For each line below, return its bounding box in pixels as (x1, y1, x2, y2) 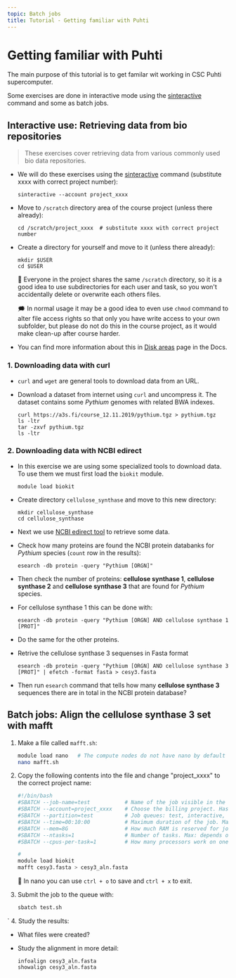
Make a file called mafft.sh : (17, 738, 98, 747)
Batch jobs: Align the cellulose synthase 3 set (7, 709, 211, 721)
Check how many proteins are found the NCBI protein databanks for (17, 541, 214, 550)
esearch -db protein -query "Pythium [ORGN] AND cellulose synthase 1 (17, 616, 229, 623)
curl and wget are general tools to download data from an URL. (17, 376, 199, 385)
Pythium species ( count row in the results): (17, 548, 141, 557)
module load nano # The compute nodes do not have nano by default (17, 752, 226, 759)
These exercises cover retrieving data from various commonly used (24, 149, 221, 158)
